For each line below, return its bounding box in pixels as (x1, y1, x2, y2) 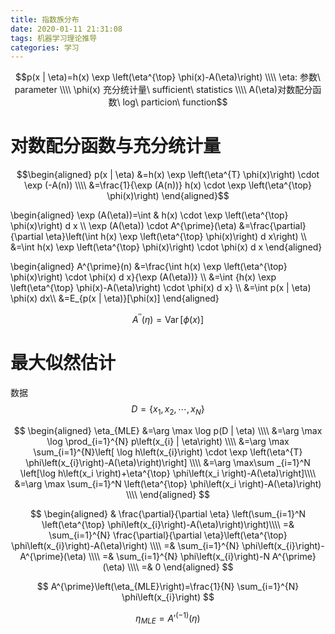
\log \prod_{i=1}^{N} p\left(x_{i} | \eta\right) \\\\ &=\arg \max (46, 435, 290, 447)
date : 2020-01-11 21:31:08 (10, 24, 123, 34)
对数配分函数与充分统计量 (10, 135, 222, 158)
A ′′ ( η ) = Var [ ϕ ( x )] (131, 312, 205, 325)
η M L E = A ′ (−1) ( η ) (135, 610, 201, 626)
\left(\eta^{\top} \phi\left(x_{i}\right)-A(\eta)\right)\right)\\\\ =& (41, 518, 295, 530)
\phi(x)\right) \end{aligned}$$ (106, 190, 230, 202)
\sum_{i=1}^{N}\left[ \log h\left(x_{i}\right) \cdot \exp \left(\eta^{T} (33, 446, 303, 458)
